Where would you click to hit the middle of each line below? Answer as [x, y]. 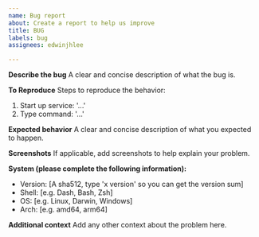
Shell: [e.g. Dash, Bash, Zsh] [66, 192]
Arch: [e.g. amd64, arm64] [63, 210]
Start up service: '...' [53, 106]
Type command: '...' [52, 114]
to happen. [26, 138]
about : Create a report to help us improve [82, 23]
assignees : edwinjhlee [46, 45]
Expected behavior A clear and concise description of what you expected [130, 130]
